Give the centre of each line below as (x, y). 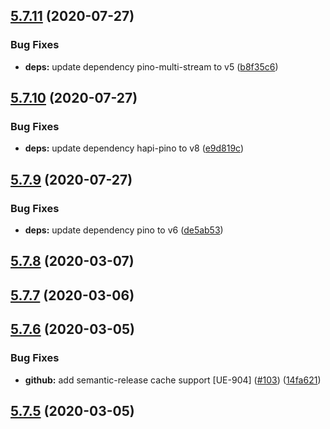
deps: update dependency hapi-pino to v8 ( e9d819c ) (134, 148)
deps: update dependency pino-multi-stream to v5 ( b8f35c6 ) (151, 66)
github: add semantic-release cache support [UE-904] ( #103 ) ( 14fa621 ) (173, 380)
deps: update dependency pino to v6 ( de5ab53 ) (124, 230)
